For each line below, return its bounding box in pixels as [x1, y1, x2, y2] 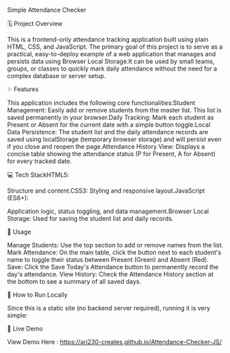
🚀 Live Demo [7, 325, 43, 332]
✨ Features [7, 85, 39, 93]
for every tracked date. [7, 157, 72, 165]
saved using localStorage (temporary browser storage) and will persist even [7, 135, 222, 143]
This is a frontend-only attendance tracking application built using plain [7, 36, 209, 43]
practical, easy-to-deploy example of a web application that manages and [7, 50, 216, 58]
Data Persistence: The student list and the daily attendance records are [7, 128, 209, 136]
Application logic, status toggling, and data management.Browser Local [7, 207, 209, 215]
